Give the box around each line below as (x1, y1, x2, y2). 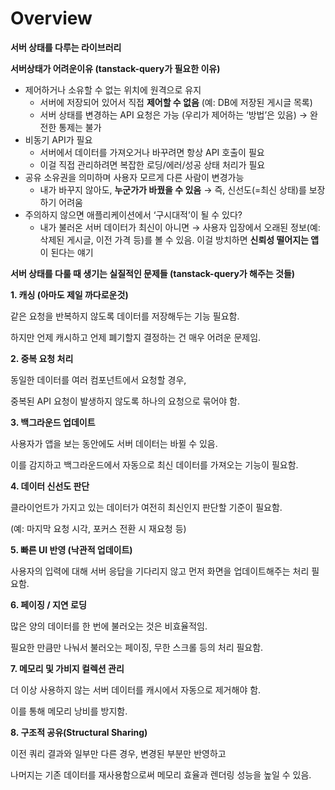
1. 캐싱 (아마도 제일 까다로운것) (10, 288, 129, 301)
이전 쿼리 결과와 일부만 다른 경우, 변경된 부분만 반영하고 (10, 747, 227, 759)
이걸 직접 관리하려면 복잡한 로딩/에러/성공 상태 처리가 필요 (39, 158, 266, 171)
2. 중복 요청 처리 (10, 352, 74, 364)
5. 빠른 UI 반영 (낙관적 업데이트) (10, 543, 133, 556)
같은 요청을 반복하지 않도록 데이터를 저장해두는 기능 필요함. (10, 310, 240, 322)
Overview (10, 7, 93, 30)
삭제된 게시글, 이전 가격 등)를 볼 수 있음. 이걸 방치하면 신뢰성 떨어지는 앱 (39, 233, 320, 246)
